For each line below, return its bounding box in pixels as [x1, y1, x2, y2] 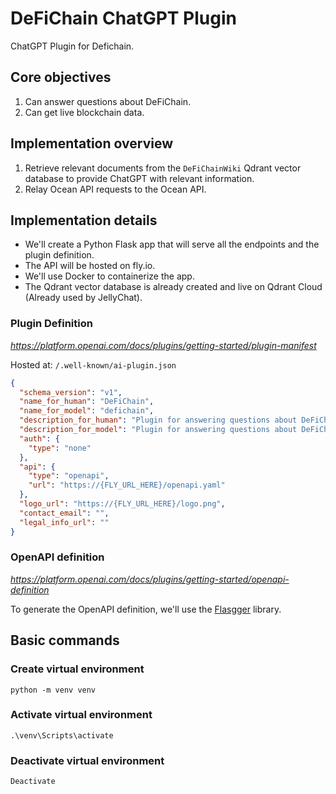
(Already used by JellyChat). [24, 292, 143, 304]
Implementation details [10, 212, 158, 229]
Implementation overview [10, 135, 173, 152]
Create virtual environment [10, 662, 145, 676]
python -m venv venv [10, 685, 97, 695]
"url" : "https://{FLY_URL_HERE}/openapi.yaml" [28, 480, 226, 491]
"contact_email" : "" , [19, 508, 110, 518]
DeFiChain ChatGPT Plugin [10, 7, 237, 30]
